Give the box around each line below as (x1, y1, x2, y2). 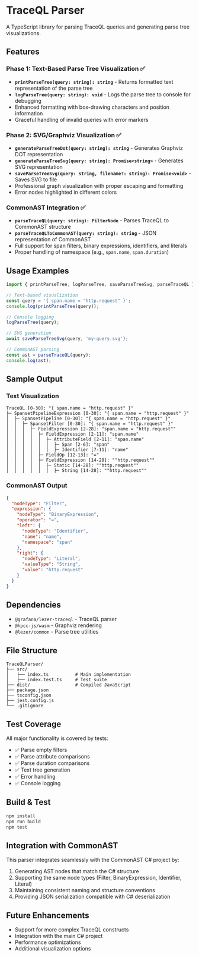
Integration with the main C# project (14, 933, 103, 940)
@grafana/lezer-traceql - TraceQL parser (14, 616, 117, 623)
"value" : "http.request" (21, 567, 84, 573)
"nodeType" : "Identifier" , (21, 528, 89, 534)
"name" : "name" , (21, 533, 62, 540)
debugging (14, 97, 41, 104)
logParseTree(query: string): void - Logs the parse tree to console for (14, 90, 191, 98)
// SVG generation (6, 330, 52, 336)
